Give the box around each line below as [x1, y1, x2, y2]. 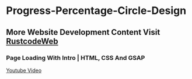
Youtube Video [6, 67, 42, 74]
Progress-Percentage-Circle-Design [6, 4, 187, 17]
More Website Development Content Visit [6, 27, 160, 37]
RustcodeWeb [6, 36, 58, 46]
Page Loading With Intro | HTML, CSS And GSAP [6, 53, 145, 62]
